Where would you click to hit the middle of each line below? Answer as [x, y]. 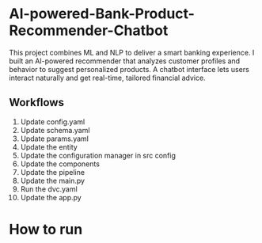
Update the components [60, 164]
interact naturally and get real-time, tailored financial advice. [107, 78]
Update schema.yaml [55, 130]
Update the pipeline [53, 172]
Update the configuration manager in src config [98, 155]
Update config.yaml [53, 121]
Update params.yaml [55, 139]
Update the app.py [51, 197]
